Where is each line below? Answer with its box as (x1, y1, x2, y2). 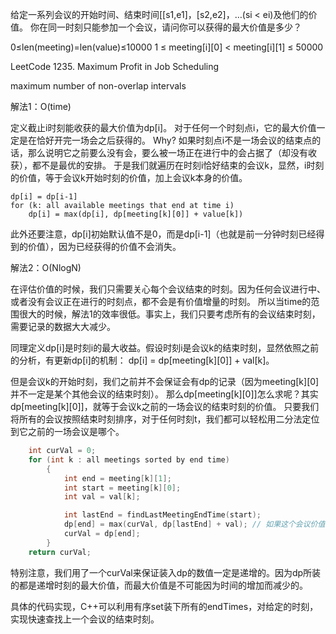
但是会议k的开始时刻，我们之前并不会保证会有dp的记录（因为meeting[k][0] (10, 376, 320, 387)
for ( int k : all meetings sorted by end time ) (28, 454, 230, 465)
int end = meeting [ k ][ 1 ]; (63, 473, 172, 483)
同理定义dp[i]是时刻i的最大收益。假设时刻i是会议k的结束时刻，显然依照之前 (10, 342, 320, 353)
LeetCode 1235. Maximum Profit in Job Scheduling (10, 61, 220, 72)
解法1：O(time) (10, 101, 72, 112)
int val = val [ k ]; (63, 492, 141, 502)
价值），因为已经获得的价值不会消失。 (27, 241, 182, 252)
